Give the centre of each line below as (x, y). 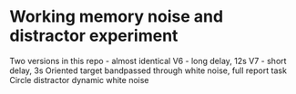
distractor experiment (94, 36)
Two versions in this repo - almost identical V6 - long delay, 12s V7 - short (148, 61)
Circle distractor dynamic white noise (79, 80)
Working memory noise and (117, 17)
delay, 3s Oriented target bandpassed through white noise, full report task (148, 70)
